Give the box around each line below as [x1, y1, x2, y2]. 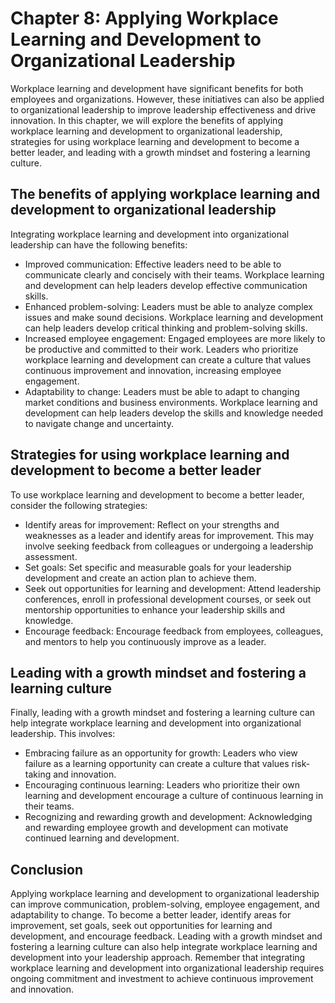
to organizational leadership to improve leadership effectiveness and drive [10, 103, 317, 116]
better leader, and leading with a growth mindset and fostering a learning [10, 146, 311, 158]
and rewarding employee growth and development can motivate [24, 822, 289, 834]
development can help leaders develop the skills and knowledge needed [24, 407, 323, 419]
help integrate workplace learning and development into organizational [10, 717, 302, 729]
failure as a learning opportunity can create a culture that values [24, 758, 290, 770]
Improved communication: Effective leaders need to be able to [24, 258, 282, 270]
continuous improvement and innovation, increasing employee [24, 364, 282, 376]
